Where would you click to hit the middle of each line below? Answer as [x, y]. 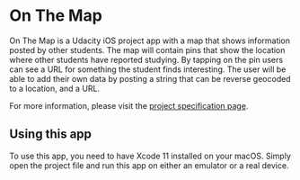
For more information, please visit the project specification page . [129, 105]
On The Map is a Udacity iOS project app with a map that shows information [150, 40]
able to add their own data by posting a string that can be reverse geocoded [150, 78]
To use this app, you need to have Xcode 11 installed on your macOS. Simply [150, 156]
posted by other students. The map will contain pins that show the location [147, 49]
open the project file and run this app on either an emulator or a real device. [149, 165]
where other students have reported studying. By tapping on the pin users [146, 59]
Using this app [51, 135]
